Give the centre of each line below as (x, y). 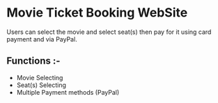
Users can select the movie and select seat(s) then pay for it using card (109, 32)
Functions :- (33, 61)
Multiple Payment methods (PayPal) (68, 92)
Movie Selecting (40, 77)
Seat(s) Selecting (41, 85)
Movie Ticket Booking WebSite (97, 13)
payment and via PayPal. (42, 39)
